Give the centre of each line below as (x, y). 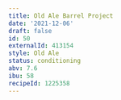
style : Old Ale (34, 53)
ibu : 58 (21, 76)
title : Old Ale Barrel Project (61, 16)
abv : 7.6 (23, 69)
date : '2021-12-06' (41, 23)
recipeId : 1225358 (39, 83)
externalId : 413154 (41, 46)
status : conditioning (45, 61)
